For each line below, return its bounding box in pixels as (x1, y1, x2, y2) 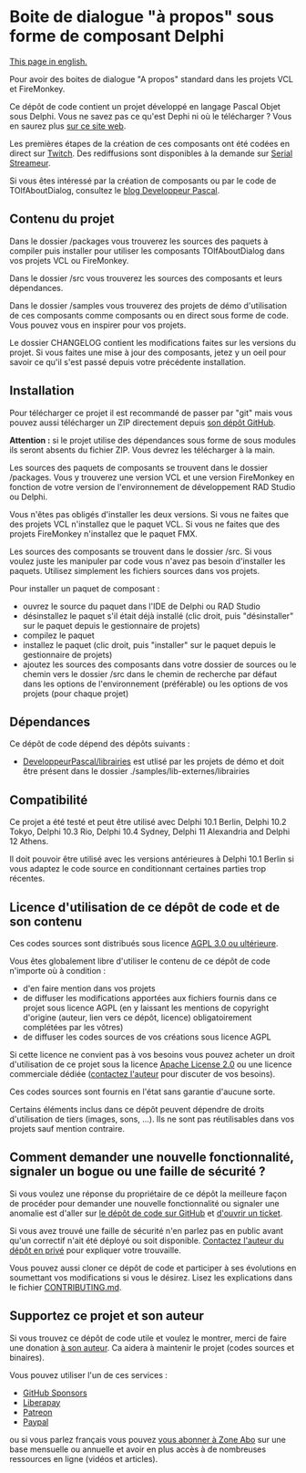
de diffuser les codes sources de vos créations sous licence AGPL (22, 1031, 271, 1042)
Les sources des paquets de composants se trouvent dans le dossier (9, 462, 269, 473)
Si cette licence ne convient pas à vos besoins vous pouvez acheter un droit (9, 1050, 296, 1060)
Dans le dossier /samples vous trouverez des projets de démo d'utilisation (9, 299, 287, 311)
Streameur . (9, 157, 51, 168)
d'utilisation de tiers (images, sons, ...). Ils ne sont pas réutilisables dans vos (9, 1113, 295, 1124)
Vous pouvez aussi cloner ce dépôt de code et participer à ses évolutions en (9, 1262, 297, 1273)
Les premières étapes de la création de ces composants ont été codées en (9, 138, 290, 149)
